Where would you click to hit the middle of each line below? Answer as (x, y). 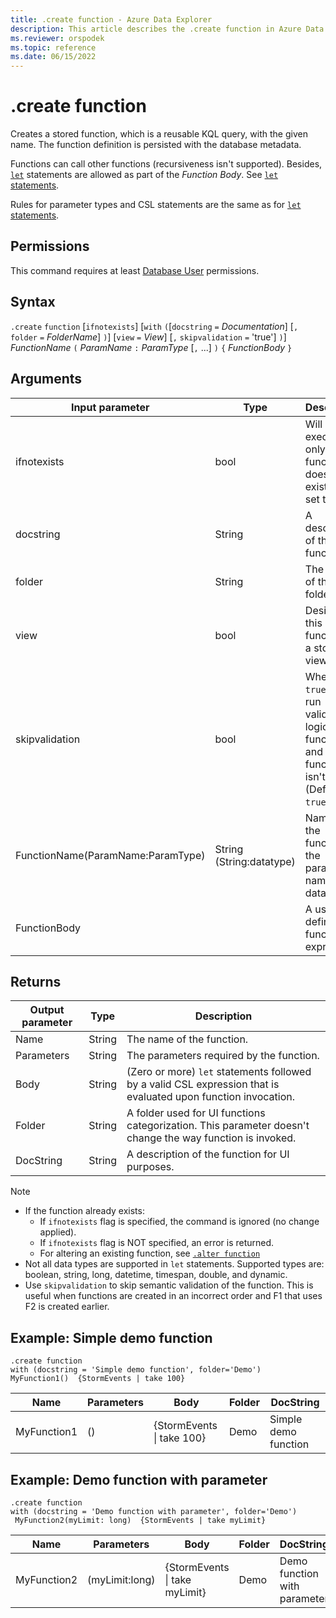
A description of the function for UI (208, 1154)
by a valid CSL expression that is (203, 1084)
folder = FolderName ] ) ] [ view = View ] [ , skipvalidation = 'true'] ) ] (148, 337)
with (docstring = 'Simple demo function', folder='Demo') (136, 1370)
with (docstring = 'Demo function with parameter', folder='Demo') (154, 1511)
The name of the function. (187, 1039)
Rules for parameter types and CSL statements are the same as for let (156, 205)
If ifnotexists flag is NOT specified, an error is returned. (157, 1243)
